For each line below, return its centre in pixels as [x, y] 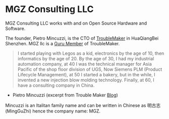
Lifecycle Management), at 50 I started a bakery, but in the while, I [86, 74]
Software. [15, 28]
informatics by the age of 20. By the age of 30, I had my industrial [86, 58]
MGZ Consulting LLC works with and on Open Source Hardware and [76, 23]
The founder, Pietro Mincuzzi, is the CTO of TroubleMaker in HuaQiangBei [82, 38]
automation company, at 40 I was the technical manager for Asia [85, 64]
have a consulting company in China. [56, 85]
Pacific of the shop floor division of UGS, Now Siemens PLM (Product [90, 69]
